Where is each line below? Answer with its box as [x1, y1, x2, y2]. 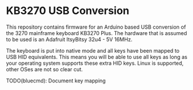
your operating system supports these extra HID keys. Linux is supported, [6, 60, 184, 67]
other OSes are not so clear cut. [6, 65, 83, 72]
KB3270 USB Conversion [6, 4, 130, 18]
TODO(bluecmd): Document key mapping [6, 77, 106, 84]
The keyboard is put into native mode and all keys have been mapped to [6, 47, 180, 54]
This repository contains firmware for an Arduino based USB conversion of [6, 23, 186, 30]
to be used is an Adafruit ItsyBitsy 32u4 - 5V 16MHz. [6, 36, 133, 43]
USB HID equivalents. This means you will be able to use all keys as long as [6, 53, 188, 60]
